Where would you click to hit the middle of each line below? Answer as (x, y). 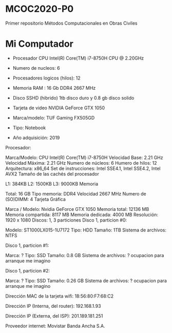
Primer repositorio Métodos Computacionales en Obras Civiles (71, 23)
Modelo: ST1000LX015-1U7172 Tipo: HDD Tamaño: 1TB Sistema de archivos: (86, 230)
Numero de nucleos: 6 (36, 68)
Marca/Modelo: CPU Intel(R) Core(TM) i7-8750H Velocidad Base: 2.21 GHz (84, 158)
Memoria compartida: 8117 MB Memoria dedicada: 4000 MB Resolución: (82, 214)
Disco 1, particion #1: (27, 245)
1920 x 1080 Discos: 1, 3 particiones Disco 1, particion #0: (66, 220)
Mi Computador (39, 44)
